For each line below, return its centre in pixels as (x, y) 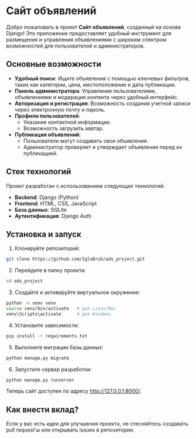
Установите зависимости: (47, 325)
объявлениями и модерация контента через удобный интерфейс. (96, 97)
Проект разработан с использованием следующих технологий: (85, 185)
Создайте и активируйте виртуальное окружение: (77, 292)
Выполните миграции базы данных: (59, 347)
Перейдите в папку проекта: (50, 271)
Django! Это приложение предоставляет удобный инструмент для (89, 33)
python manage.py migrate (37, 358)
